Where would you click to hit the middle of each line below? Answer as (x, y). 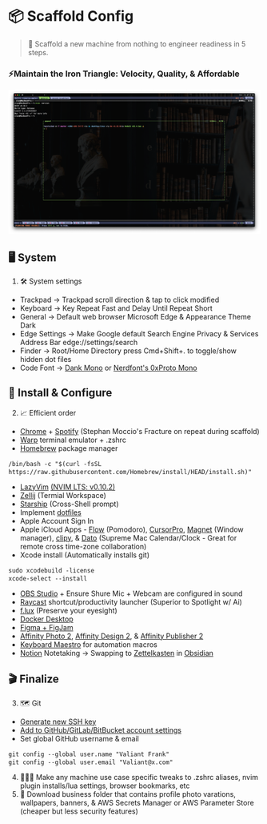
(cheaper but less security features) (79, 811)
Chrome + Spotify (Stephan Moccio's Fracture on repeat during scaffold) (139, 431)
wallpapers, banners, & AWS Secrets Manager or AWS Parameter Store (137, 802)
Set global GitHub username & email (80, 738)
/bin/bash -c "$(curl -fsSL (55, 464)
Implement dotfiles (50, 512)
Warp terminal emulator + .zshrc (73, 440)
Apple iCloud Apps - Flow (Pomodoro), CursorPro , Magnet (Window (132, 529)
